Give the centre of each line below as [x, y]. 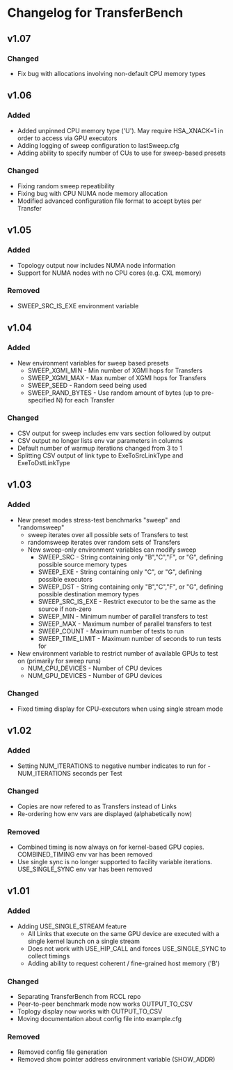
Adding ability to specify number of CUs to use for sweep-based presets [121, 153]
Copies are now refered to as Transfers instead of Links [97, 806]
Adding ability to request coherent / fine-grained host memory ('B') [124, 963]
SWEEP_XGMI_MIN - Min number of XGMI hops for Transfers [115, 370]
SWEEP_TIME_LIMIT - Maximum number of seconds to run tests [130, 638]
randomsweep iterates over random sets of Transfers [104, 542]
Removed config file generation [62, 1052]
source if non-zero [65, 609]
